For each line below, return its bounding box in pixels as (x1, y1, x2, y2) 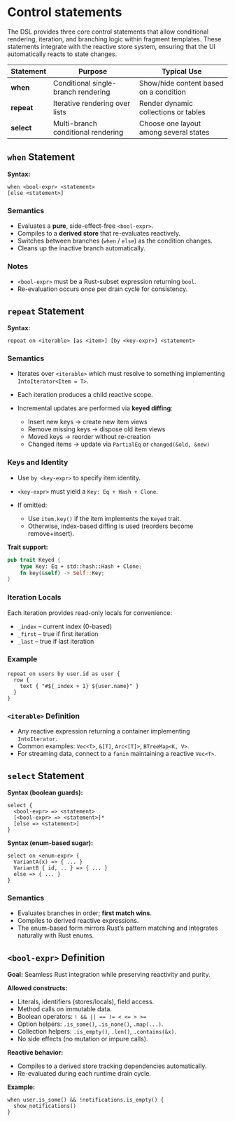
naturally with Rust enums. (17, 931, 94, 940)
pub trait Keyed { (7, 556, 61, 563)
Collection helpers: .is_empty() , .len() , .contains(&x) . (17, 1027, 176, 1036)
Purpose (78, 66, 107, 76)
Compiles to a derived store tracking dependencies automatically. (17, 1062, 207, 1070)
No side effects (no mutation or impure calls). (17, 1035, 148, 1043)
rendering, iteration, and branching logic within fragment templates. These (7, 34, 222, 43)
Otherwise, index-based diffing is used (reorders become (27, 522, 194, 530)
